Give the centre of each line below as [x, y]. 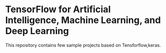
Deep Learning [37, 31]
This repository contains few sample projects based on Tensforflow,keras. [83, 45]
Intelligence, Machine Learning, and [83, 20]
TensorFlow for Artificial [58, 9]
